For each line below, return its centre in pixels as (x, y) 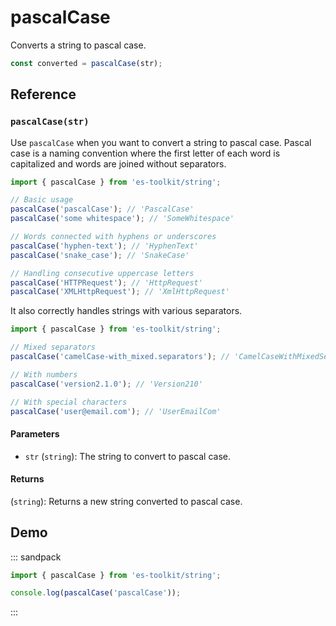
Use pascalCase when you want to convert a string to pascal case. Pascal (161, 142)
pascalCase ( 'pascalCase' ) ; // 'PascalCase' (102, 209)
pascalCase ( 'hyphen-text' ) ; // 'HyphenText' (104, 246)
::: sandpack (36, 557)
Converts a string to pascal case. (78, 45)
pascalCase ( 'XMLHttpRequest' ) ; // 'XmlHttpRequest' (120, 292)
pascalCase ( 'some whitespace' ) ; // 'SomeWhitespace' (122, 219)
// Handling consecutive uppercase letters (102, 273)
